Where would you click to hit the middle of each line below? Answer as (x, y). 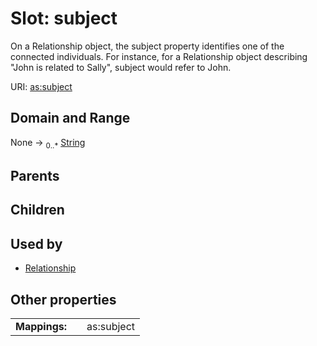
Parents (35, 175)
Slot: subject (64, 18)
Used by (36, 243)
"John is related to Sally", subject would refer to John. (121, 67)
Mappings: (41, 326)
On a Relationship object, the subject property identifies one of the (147, 46)
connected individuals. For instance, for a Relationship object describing (159, 56)
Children (37, 210)
